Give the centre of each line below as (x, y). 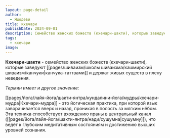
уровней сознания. (26, 130)
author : (13, 15)
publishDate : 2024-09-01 (31, 29)
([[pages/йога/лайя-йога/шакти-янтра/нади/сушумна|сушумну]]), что (80, 119)
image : (12, 48)
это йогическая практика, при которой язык (110, 103)
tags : (11, 38)
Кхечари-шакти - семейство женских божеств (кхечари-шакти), (76, 62)
